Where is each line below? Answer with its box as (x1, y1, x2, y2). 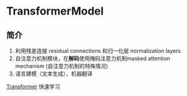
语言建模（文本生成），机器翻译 (15, 70, 93, 77)
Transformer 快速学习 (6, 83, 61, 90)
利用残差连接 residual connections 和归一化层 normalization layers (15, 47, 181, 54)
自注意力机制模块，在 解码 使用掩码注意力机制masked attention (15, 55, 171, 62)
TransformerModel (6, 4, 104, 18)
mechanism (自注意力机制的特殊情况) (15, 63, 108, 69)
